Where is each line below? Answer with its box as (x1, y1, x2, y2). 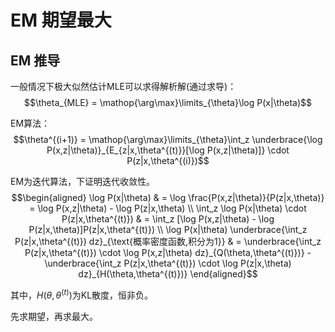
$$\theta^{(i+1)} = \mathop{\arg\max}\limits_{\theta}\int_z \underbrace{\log (13, 134, 323, 145)
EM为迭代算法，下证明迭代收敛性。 (10, 176, 156, 187)
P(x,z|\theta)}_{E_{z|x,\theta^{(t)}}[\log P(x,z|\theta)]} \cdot (46, 144, 290, 156)
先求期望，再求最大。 (10, 310, 98, 322)
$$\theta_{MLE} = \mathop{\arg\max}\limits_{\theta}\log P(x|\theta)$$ (24, 97, 312, 108)
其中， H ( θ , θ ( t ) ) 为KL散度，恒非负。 (10, 287, 154, 301)
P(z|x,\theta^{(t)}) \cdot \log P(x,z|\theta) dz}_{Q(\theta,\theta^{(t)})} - (24, 247, 312, 258)
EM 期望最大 (10, 9, 112, 32)
